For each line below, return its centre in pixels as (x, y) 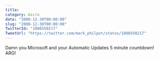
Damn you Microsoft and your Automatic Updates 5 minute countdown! (80, 48)
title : (12, 10)
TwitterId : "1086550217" (31, 29)
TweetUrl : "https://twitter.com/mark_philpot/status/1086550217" (76, 33)
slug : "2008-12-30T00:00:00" (36, 24)
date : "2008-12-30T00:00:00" (36, 19)
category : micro (22, 15)
